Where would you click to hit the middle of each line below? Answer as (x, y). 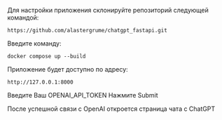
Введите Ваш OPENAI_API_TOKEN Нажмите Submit (83, 95)
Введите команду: (34, 44)
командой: (23, 18)
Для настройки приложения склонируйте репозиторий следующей (108, 10)
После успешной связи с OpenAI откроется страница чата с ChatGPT (111, 109)
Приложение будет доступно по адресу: (68, 69)
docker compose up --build (47, 56)
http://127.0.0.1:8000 (40, 82)
